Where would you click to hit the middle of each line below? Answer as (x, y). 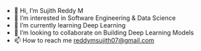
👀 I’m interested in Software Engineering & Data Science (95, 18)
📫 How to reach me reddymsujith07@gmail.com (84, 40)
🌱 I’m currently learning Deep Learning (70, 25)
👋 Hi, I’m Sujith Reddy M (49, 11)
